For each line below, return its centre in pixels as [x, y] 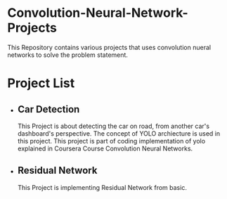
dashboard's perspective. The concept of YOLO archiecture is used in [119, 133]
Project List [41, 83]
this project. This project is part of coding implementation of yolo [111, 141]
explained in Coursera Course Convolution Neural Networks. [105, 148]
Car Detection [48, 109]
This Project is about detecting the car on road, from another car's [113, 126]
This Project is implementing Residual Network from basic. [102, 187]
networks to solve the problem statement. [68, 55]
